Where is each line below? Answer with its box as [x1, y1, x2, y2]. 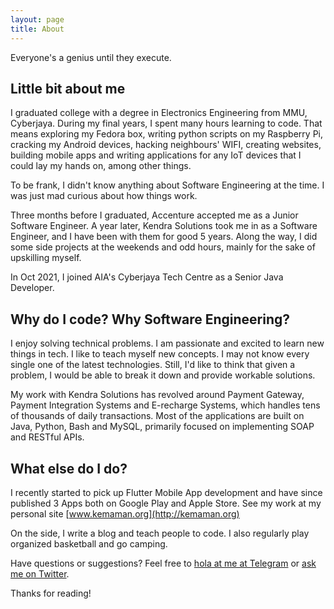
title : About [10, 24, 65, 34]
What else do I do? [10, 460, 128, 477]
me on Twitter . [10, 567, 70, 580]
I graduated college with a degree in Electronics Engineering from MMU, [10, 107, 308, 119]
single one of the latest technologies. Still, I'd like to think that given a [10, 359, 296, 371]
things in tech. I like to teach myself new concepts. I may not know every [10, 348, 310, 360]
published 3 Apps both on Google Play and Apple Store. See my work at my [10, 497, 322, 509]
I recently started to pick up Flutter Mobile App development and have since [10, 486, 323, 498]
